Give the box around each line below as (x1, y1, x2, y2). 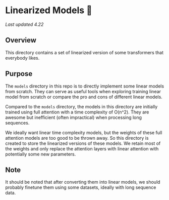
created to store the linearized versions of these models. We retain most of (5, 140, 161, 146)
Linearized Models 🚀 (5, 5, 92, 16)
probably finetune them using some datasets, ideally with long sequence (5, 184, 156, 190)
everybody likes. (5, 55, 40, 61)
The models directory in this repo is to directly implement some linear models (5, 83, 164, 89)
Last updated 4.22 (5, 21, 44, 27)
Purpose (5, 69, 33, 78)
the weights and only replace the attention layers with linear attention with (5, 145, 159, 151)
